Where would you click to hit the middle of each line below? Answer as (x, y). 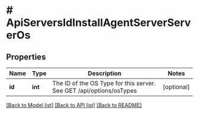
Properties (26, 57)
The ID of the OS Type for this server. (104, 83)
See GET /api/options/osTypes (95, 90)
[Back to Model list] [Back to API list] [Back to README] (74, 105)
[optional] (176, 87)
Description (105, 73)
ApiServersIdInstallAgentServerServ (99, 23)
